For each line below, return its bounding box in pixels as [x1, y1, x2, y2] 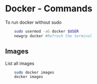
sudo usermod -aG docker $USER [14, 29, 79, 34]
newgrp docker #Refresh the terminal [14, 33, 93, 39]
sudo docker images [14, 70, 55, 75]
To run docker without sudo [5, 19, 62, 25]
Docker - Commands [5, 3, 93, 14]
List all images [5, 60, 35, 66]
